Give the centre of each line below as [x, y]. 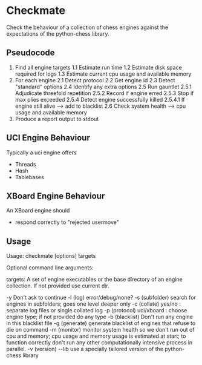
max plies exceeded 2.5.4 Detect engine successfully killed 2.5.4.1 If [100, 99]
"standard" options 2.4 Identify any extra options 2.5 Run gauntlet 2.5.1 [103, 87]
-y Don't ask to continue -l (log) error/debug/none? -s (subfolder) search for [101, 298]
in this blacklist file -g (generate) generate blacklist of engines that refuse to [101, 323]
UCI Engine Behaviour [48, 138]
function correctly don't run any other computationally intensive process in [99, 343]
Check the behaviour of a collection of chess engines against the [87, 27]
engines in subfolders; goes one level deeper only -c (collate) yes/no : [94, 304]
